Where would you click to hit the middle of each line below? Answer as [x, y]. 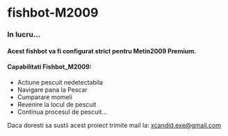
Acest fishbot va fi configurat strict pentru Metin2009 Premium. [102, 51]
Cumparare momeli [45, 97]
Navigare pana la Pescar [52, 90]
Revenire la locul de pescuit [57, 104]
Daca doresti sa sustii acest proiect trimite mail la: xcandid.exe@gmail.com [114, 125]
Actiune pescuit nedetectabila [60, 82]
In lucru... [24, 35]
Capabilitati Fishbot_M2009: [50, 67]
